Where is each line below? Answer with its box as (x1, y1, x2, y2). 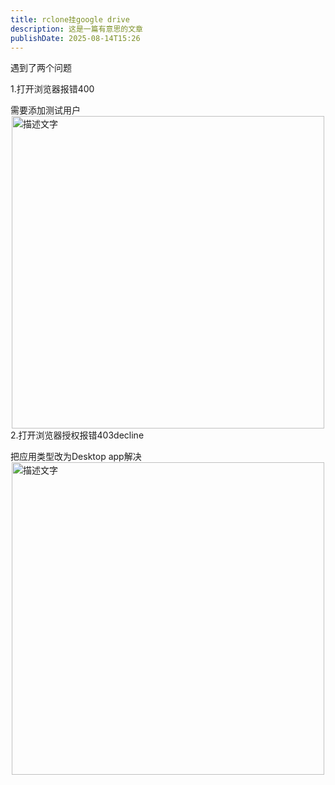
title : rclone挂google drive (10, 14, 130, 25)
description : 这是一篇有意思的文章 (10, 24, 143, 34)
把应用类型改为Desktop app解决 (10, 451, 142, 463)
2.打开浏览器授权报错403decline (10, 429, 145, 441)
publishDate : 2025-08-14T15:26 (10, 33, 141, 43)
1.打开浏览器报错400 (10, 83, 95, 95)
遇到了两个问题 (10, 62, 72, 74)
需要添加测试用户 (10, 104, 81, 116)
